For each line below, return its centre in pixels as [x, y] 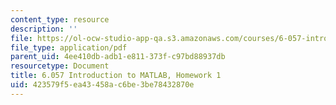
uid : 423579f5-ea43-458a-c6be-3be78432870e [102, 85]
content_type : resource [60, 19]
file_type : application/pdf [69, 47]
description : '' [44, 29]
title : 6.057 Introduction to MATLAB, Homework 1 [116, 76]
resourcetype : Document [60, 66]
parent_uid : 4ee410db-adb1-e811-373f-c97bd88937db [118, 57]
